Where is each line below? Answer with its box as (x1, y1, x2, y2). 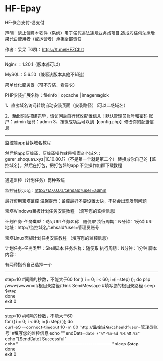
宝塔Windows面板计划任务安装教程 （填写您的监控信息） (5, 208, 118, 214)
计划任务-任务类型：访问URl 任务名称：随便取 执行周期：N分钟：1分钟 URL (5, 218, 154, 224)
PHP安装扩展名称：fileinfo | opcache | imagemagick (5, 92, 109, 98)
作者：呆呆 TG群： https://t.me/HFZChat (5, 46, 84, 52)
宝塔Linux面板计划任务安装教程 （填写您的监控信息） (5, 235, 111, 241)
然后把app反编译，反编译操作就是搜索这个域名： (5, 150, 102, 156)
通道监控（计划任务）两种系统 (5, 177, 65, 183)
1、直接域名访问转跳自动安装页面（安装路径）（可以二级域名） (5, 103, 128, 108)
